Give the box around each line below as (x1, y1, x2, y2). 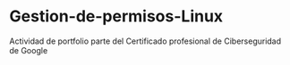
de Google (9, 45, 48, 55)
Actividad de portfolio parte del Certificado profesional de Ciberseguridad (9, 36, 282, 46)
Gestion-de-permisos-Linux (9, 6, 224, 27)
